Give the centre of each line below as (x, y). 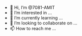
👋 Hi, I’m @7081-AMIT (32, 8)
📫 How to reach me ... (33, 28)
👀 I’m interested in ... (31, 13)
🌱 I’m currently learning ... (36, 18)
